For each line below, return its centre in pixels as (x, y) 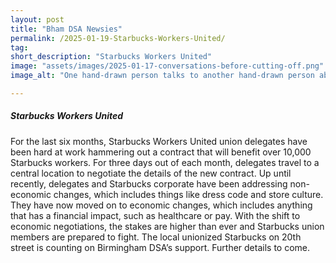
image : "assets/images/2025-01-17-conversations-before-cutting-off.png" (167, 66)
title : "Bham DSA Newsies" (66, 29)
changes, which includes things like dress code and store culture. (188, 194)
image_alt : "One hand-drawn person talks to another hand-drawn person (162, 76)
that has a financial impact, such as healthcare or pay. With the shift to (155, 215)
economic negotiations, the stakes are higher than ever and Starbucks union (167, 226)
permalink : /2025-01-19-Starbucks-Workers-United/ (118, 38)
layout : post (37, 19)
